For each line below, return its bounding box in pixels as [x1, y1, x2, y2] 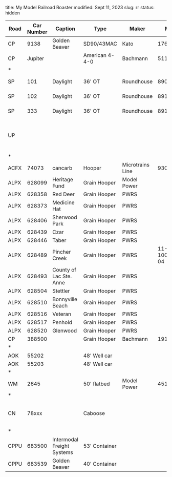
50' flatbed [83, 380, 110, 387]
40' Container [83, 461, 117, 467]
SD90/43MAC [83, 40, 118, 47]
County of [52, 266, 77, 273]
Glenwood [52, 327, 77, 334]
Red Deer [52, 191, 75, 198]
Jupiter [27, 55, 45, 62]
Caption [55, 25, 75, 32]
